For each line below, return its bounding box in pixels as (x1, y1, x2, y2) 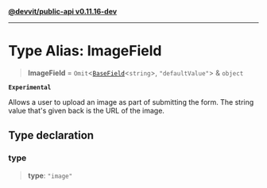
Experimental (8, 83, 52, 91)
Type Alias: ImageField (8, 42, 162, 60)
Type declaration (8, 129, 94, 142)
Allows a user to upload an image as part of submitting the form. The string (8, 97, 254, 106)
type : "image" (27, 171, 73, 180)
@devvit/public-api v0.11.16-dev (8, 7, 118, 16)
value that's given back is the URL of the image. (8, 106, 165, 115)
